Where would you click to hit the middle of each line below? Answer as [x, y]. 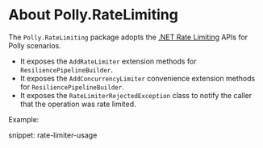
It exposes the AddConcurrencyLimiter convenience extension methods [138, 78]
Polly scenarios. [35, 45]
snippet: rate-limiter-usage [53, 135]
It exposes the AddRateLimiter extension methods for [108, 61]
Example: [24, 119]
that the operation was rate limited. [78, 104]
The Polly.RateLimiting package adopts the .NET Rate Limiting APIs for [128, 37]
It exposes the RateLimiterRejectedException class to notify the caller [136, 95]
